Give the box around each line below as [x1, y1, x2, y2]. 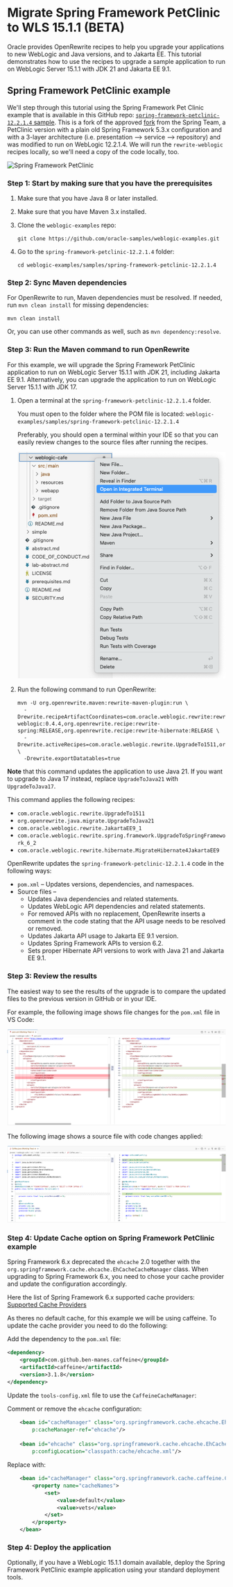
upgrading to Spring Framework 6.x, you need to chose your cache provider [7, 1273, 225, 1281]
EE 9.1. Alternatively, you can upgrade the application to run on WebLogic [7, 375, 216, 383]
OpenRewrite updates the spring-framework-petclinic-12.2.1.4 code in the [7, 859, 224, 868]
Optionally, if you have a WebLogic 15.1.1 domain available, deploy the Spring [7, 1559, 225, 1567]
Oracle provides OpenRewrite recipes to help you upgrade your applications [7, 42, 225, 51]
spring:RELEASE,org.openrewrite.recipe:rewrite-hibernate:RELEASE [17, 728, 214, 734]
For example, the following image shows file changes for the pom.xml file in [7, 1008, 221, 1016]
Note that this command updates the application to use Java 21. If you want [7, 767, 223, 775]
